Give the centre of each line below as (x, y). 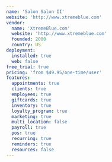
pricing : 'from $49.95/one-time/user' (54, 72)
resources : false (33, 150)
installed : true (31, 56)
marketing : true (31, 116)
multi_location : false (39, 122)
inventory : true (31, 105)
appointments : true (36, 84)
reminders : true (31, 144)
